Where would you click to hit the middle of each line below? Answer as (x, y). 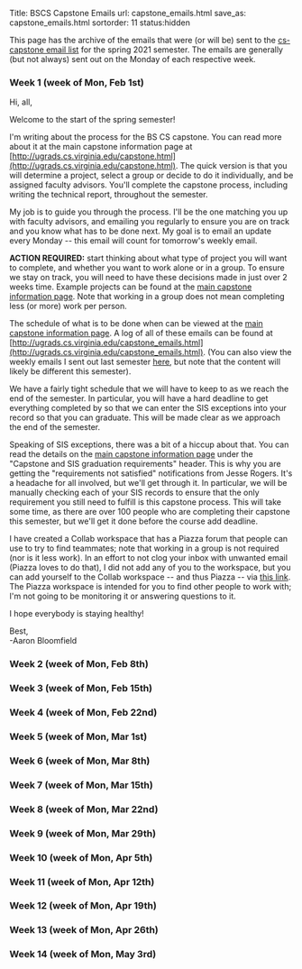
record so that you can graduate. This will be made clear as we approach (145, 417)
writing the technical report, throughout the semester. (109, 195)
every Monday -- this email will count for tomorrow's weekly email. (133, 241)
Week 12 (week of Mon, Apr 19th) (83, 906)
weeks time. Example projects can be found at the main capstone (131, 287)
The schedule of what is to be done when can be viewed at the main (136, 324)
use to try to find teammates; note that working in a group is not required (144, 548)
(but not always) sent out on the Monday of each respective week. (133, 59)
